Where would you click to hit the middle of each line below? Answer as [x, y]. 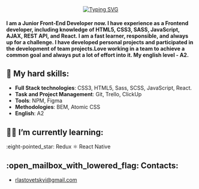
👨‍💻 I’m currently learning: [55, 132]
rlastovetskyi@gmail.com [46, 180]
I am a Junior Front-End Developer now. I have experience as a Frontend [97, 23]
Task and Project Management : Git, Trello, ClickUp [78, 94]
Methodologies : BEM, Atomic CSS [58, 107]
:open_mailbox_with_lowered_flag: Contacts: [92, 165]
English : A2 [29, 114]
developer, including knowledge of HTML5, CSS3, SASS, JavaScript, [93, 29]
